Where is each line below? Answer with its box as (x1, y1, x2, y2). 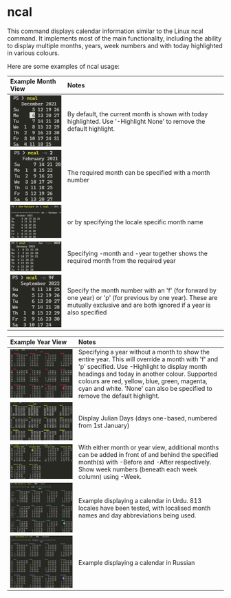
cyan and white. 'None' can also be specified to (78, 385, 213, 393)
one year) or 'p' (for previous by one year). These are (67, 294, 218, 302)
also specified (67, 308, 107, 317)
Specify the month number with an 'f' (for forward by (67, 286, 217, 295)
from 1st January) (78, 421, 130, 429)
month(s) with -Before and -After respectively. (78, 458, 212, 467)
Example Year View (10, 338, 67, 346)
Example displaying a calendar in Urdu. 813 (78, 497, 202, 505)
